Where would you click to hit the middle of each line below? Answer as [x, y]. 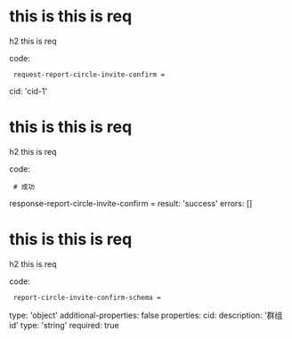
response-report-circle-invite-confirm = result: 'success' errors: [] [131, 203]
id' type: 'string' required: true [64, 325]
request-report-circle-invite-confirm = [89, 74]
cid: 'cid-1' [28, 91]
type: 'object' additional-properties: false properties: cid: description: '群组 [146, 315]
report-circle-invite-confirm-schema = [87, 297]
